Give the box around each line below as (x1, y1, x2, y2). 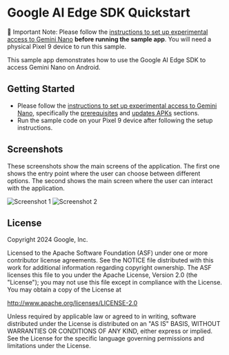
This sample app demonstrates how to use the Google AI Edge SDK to (7, 55, 206, 64)
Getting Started (7, 83, 75, 95)
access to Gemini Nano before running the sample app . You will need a (7, 35, 212, 43)
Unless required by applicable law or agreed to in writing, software (7, 312, 197, 320)
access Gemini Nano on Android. (7, 63, 101, 71)
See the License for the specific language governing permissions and (7, 334, 205, 343)
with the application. (7, 184, 66, 192)
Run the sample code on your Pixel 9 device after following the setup (17, 116, 213, 124)
